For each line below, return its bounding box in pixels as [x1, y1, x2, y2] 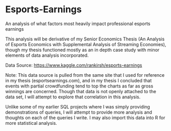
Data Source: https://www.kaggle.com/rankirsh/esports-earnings [5, 62, 142, 68]
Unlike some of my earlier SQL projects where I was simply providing [5, 103, 151, 110]
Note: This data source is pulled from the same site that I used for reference [5, 72, 165, 78]
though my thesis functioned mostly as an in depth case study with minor [5, 47, 160, 53]
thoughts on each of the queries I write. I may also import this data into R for [5, 114, 165, 121]
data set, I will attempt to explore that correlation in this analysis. [5, 94, 141, 100]
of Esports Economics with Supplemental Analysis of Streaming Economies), [5, 41, 166, 47]
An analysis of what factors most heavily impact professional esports [5, 20, 151, 27]
